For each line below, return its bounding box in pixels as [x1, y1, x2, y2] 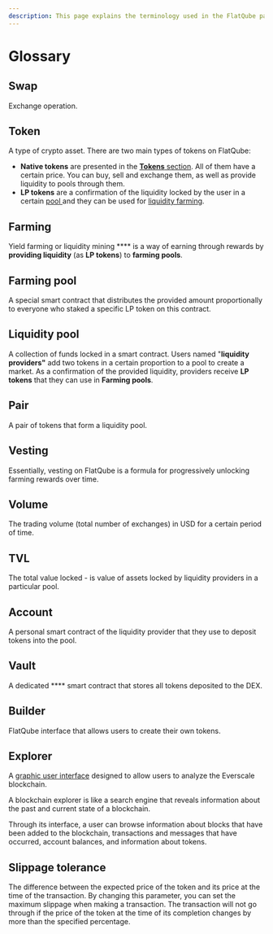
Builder [8, 705, 46, 718]
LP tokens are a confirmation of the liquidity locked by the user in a [19, 188, 246, 198]
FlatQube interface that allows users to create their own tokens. [8, 726, 221, 735]
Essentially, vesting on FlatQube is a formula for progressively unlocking [8, 465, 250, 475]
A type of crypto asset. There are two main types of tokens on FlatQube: [8, 146, 251, 155]
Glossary [8, 46, 71, 65]
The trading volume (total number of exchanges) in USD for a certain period [8, 519, 262, 529]
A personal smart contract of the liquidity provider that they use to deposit [8, 626, 257, 636]
